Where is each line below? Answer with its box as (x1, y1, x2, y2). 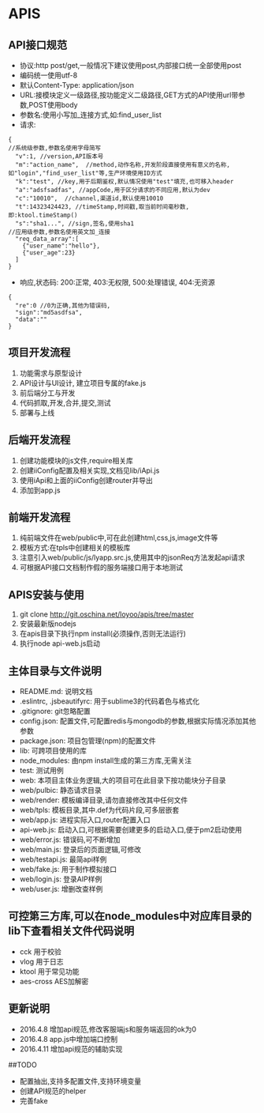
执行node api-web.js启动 (19, 639, 101, 648)
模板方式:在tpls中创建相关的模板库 (19, 543, 131, 553)
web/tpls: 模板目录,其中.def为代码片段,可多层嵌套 (19, 806, 180, 815)
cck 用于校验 (19, 946, 61, 956)
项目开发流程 (8, 345, 71, 360)
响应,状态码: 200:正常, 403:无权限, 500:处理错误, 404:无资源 (19, 277, 215, 287)
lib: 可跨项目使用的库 (19, 746, 87, 756)
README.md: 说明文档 (19, 687, 93, 696)
